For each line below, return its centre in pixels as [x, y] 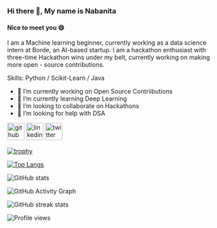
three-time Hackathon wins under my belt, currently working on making [108, 57]
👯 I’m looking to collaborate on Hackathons [78, 106]
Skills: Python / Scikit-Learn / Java [56, 78]
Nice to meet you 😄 [36, 28]
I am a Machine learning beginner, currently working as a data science [107, 43]
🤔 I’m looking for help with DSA [61, 114]
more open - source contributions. [56, 65]
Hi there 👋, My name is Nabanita [62, 11]
